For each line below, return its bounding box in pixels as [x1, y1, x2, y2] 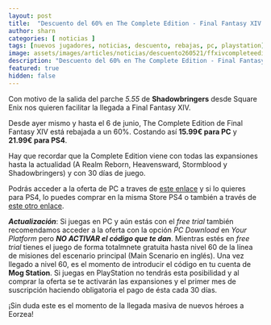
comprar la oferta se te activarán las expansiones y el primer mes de [8, 276, 236, 286]
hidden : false [8, 72, 56, 80]
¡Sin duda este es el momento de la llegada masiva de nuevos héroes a [8, 300, 244, 310]
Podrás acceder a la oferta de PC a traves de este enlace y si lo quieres [8, 183, 246, 194]
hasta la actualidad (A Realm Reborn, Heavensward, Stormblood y [8, 159, 227, 169]
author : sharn [8, 27, 56, 35]
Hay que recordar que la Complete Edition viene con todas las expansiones [8, 151, 258, 160]
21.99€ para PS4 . [8, 135, 68, 145]
